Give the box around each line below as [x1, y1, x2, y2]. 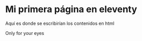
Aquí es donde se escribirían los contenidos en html [5, 20, 115, 26]
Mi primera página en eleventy [5, 4, 137, 15]
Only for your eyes [5, 30, 44, 36]
